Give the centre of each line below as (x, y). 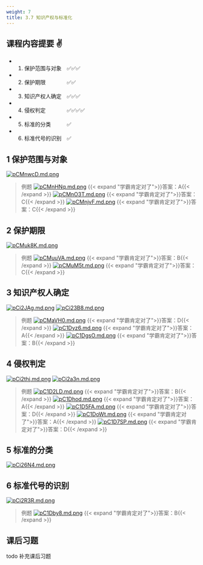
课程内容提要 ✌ (34, 43)
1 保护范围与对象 (37, 159)
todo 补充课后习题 (29, 556)
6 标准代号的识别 (38, 485)
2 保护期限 (26, 230)
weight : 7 (19, 12)
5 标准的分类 (30, 450)
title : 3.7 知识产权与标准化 (39, 18)
